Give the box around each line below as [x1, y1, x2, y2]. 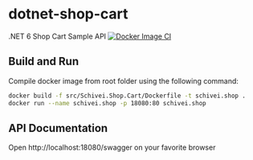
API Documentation [8, 121, 108, 135]
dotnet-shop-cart [8, 5, 129, 23]
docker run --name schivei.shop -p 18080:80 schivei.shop [8, 99, 206, 107]
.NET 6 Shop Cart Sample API [8, 31, 107, 41]
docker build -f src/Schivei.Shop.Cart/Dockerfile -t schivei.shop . [8, 92, 247, 100]
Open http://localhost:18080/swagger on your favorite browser [8, 142, 216, 153]
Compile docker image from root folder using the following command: [8, 76, 239, 85]
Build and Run [8, 55, 79, 68]
